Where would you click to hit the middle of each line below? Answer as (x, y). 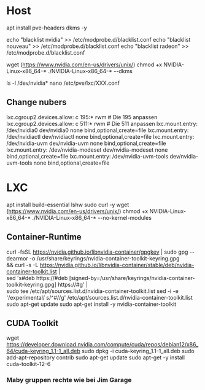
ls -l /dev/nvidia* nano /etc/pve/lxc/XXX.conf (63, 83)
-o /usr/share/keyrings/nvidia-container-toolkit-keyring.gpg (105, 258)
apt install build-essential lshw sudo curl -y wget (68, 205)
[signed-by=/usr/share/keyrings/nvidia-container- (132, 278)
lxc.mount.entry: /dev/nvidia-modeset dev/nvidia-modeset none (87, 150)
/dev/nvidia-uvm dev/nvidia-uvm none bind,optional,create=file (87, 143)
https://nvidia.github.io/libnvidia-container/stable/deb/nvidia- (117, 265)
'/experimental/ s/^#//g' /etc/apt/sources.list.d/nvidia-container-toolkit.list (100, 297)
